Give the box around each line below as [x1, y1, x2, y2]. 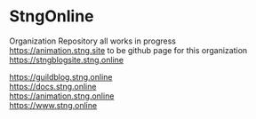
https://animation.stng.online [9, 91, 115, 101]
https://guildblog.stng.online [9, 71, 113, 82]
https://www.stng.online [9, 99, 98, 110]
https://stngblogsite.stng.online [9, 54, 124, 65]
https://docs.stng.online [9, 81, 97, 91]
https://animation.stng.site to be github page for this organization [9, 44, 248, 55]
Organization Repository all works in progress [9, 36, 176, 46]
